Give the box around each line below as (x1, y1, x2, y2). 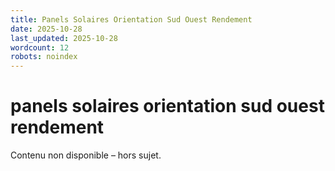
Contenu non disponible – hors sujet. (10, 149, 162, 161)
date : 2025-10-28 (10, 24, 83, 34)
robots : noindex (10, 52, 78, 62)
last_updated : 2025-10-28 (10, 33, 118, 43)
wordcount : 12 (10, 42, 70, 53)
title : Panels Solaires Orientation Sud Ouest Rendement (10, 14, 253, 25)
